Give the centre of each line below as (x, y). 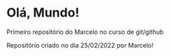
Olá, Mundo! (43, 13)
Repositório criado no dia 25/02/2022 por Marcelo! (80, 45)
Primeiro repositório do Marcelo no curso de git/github (85, 32)
